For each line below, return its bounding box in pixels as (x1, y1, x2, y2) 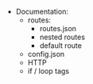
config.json (27, 50, 65, 58)
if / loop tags (27, 66, 70, 75)
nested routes (39, 32, 86, 42)
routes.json (39, 24, 77, 33)
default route (39, 41, 82, 50)
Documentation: (15, 7, 69, 16)
